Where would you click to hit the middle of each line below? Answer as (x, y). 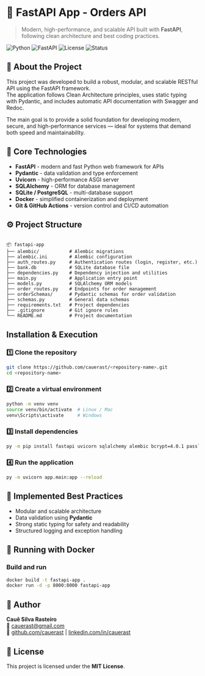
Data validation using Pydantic (54, 517)
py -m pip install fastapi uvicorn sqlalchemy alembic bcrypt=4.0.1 (95, 446)
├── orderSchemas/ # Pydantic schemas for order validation (91, 295)
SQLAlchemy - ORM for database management (75, 186)
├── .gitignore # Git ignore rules (63, 310)
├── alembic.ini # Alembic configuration (69, 257)
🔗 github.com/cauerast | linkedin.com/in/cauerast (69, 633)
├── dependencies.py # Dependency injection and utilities (87, 273)
